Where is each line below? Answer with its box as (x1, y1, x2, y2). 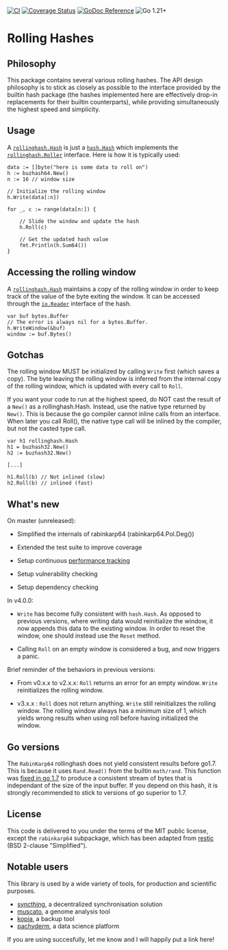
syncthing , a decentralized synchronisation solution (16, 900, 163, 908)
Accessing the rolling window (7, 266, 136, 278)
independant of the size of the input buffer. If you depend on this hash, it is (7, 781, 218, 789)
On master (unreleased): (7, 517, 76, 525)
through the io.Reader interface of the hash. (7, 299, 131, 308)
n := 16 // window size (7, 176, 75, 183)
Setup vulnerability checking (16, 570, 98, 578)
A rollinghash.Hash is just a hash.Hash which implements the (7, 143, 179, 151)
